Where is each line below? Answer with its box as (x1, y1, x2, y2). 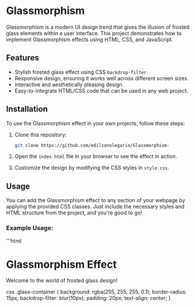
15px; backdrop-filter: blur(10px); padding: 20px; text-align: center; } (6, 295, 171, 302)
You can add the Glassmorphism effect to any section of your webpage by (6, 197, 186, 204)
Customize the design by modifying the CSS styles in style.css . (14, 164, 170, 171)
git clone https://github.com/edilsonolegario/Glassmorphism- (14, 142, 170, 148)
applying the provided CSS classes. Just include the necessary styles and (6, 203, 184, 210)
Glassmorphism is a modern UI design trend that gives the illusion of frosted (6, 23, 190, 30)
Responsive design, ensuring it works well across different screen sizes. (14, 74, 189, 81)
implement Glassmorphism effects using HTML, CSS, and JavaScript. (6, 36, 173, 43)
